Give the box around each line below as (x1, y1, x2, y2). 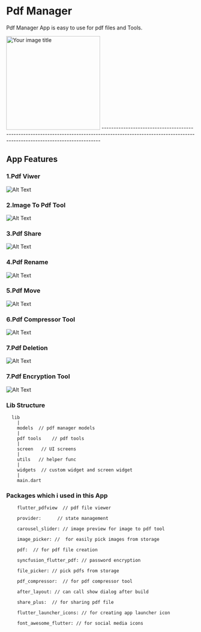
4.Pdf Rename (6, 258, 49, 266)
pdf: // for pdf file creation (17, 547, 98, 553)
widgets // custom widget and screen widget (17, 467, 133, 473)
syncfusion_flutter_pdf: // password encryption (17, 558, 141, 564)
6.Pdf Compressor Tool (6, 315, 76, 323)
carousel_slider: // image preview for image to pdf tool (17, 526, 165, 532)
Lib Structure (6, 401, 46, 409)
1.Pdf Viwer (6, 172, 41, 180)
